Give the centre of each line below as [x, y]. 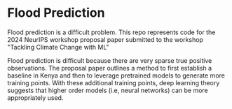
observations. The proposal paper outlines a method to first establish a [110, 68]
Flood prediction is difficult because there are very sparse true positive [110, 60]
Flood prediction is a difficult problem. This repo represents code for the [111, 32]
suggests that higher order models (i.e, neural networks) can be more [108, 90]
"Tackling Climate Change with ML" [59, 47]
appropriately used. [35, 97]
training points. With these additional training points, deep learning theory [114, 82]
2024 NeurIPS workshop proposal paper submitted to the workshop [105, 39]
